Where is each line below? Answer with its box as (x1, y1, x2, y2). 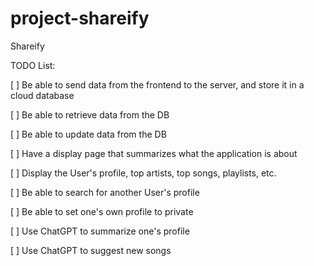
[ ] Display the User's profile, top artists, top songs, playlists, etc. (10, 167, 277, 179)
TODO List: (10, 59, 56, 71)
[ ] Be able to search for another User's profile (10, 186, 200, 198)
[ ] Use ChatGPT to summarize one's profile (10, 225, 190, 237)
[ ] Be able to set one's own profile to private (10, 205, 194, 217)
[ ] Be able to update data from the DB (10, 128, 167, 140)
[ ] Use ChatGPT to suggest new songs (10, 244, 172, 256)
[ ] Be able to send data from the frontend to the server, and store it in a (10, 78, 305, 91)
